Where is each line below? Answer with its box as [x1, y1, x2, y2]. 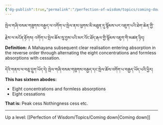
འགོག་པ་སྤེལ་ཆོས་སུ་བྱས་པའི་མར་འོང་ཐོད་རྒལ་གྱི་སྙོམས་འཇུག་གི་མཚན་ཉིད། [34, 34, 145, 40]
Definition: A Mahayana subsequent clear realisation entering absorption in [5, 45, 156, 50]
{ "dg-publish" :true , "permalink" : [5, 7, 73, 12]
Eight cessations [12, 91, 45, 97]
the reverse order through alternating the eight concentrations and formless [5, 49, 157, 56]
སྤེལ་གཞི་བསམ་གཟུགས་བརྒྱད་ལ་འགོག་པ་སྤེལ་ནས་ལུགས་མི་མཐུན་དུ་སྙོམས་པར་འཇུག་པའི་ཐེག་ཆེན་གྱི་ [5, 22, 154, 28]
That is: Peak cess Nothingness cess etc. [5, 100, 88, 106]
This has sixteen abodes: [5, 76, 57, 82]
